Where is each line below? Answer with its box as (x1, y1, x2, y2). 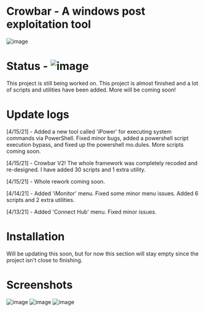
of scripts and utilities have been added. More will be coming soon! (6, 86, 176, 93)
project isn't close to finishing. (6, 256, 83, 263)
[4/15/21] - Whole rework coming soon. (6, 177, 106, 185)
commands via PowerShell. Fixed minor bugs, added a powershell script (6, 134, 189, 142)
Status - (6, 60, 48, 73)
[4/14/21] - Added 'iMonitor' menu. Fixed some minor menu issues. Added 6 (6, 189, 198, 197)
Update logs (6, 107, 69, 122)
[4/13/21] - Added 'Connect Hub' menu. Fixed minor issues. (6, 208, 157, 216)
